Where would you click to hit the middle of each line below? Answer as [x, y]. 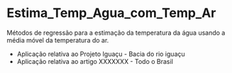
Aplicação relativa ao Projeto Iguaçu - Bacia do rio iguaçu [101, 54]
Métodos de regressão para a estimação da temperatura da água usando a [116, 33]
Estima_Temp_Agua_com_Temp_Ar [111, 13]
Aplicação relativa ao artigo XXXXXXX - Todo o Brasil [95, 61]
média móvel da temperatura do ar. [58, 40]
